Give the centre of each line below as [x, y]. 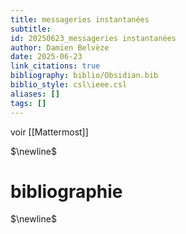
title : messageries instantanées [80, 19]
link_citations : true [55, 66]
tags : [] [28, 103]
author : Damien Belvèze [60, 47]
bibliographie [66, 191]
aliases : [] [35, 94]
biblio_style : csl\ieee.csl [69, 85]
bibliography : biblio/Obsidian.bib [84, 76]
